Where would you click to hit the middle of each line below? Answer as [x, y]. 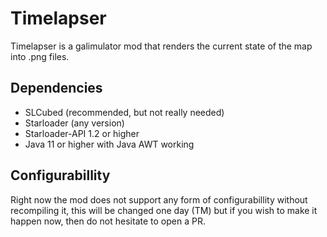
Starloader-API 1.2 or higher [82, 133]
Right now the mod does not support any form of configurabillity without [159, 199]
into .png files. [40, 56]
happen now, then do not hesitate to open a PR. [108, 221]
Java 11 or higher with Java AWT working [109, 144]
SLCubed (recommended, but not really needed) [124, 112]
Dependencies [56, 88]
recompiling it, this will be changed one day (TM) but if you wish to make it [164, 210]
